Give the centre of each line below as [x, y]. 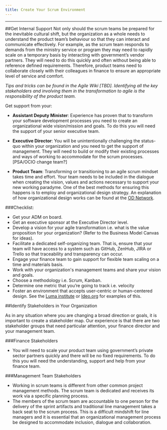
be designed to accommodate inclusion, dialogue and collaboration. [82, 422]
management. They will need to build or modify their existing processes [86, 151]
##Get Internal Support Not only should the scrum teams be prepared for [80, 28]
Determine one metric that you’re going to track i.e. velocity [73, 285]
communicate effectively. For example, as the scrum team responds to [77, 44]
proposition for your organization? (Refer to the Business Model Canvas [85, 233]
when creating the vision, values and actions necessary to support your [85, 182]
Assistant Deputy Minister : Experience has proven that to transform [83, 115]
